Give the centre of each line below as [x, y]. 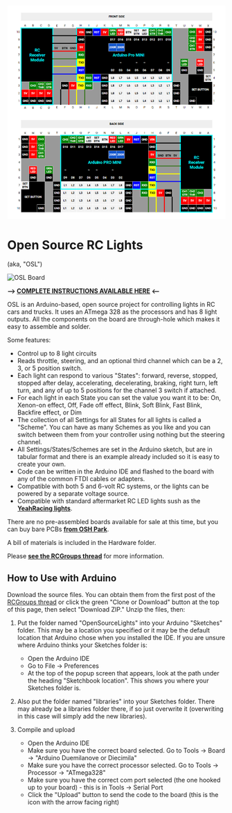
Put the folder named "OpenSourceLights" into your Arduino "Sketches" [120, 623]
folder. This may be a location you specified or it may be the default [113, 630]
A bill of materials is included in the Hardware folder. [82, 543]
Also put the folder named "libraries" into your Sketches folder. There [116, 702]
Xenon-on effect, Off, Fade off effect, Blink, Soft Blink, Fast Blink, [109, 405]
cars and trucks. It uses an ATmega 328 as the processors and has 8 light [112, 312]
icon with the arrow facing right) [73, 802]
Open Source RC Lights [75, 245]
